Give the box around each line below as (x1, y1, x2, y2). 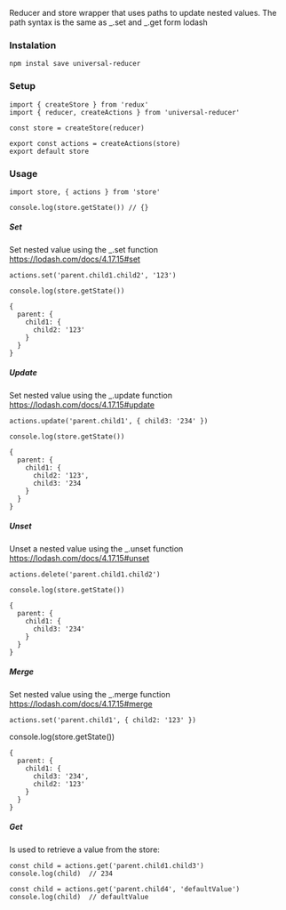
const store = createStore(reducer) (9, 124, 145, 133)
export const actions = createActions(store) (9, 139, 180, 148)
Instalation (9, 39, 57, 52)
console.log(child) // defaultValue (9, 892, 149, 901)
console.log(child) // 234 (9, 869, 114, 878)
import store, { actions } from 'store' (9, 187, 162, 197)
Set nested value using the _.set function (9, 244, 158, 254)
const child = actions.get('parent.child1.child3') (9, 861, 204, 870)
